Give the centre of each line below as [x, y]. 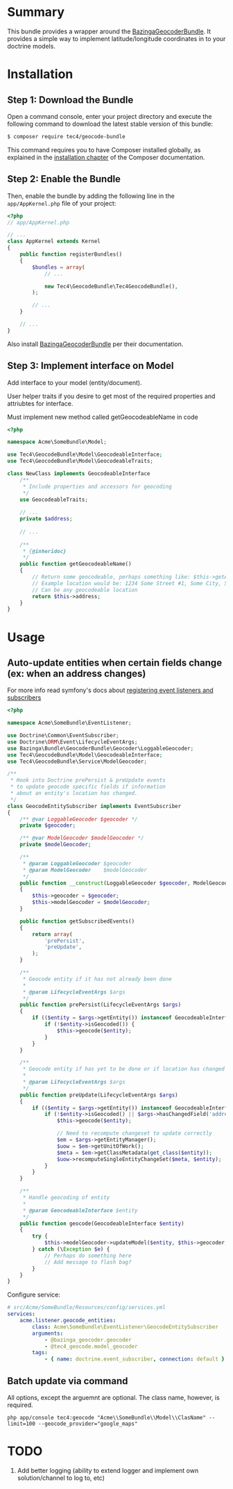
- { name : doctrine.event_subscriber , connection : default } [135, 1359]
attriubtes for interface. [40, 403]
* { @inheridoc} [45, 551]
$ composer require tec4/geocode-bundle [67, 136]
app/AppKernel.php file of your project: [62, 203]
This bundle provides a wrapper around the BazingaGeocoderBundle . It [109, 31]
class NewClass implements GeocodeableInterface [79, 474]
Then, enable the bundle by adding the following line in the [91, 196]
